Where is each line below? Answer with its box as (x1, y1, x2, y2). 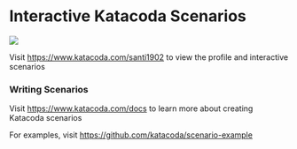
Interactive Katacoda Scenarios (9, 6, 246, 26)
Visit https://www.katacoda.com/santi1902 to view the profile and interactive (9, 51, 289, 63)
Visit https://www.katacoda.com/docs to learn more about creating (9, 103, 254, 114)
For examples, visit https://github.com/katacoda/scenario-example (9, 130, 253, 140)
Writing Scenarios (9, 83, 89, 95)
